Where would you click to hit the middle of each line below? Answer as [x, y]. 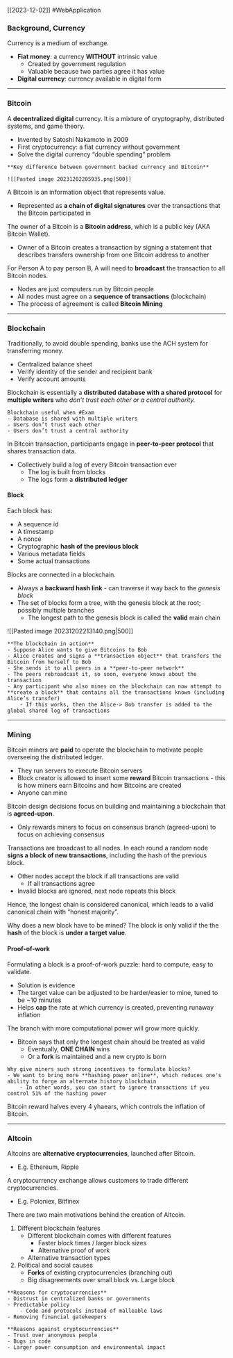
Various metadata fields [51, 554]
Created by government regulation [77, 64]
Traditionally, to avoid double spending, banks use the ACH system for [107, 343]
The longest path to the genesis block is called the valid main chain [124, 617]
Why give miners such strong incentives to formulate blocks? [99, 1069]
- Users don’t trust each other [54, 425]
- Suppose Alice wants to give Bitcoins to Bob [77, 650]
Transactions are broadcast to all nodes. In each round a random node [108, 848]
